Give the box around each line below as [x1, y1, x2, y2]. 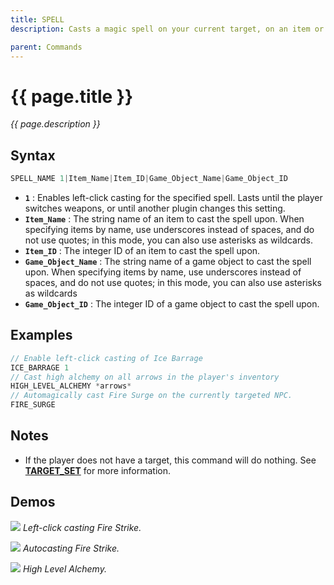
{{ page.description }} [10, 118, 101, 130]
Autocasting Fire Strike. [22, 542, 120, 554]
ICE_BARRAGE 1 [10, 362, 70, 373]
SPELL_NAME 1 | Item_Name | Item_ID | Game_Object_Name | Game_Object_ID [10, 174, 288, 184]
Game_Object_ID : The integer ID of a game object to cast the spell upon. [24, 298, 320, 310]
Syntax [10, 147, 56, 164]
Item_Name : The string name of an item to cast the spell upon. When [24, 213, 305, 225]
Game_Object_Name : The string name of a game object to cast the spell [24, 256, 312, 267]
